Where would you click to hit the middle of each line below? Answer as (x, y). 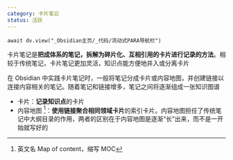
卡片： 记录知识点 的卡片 (51, 101)
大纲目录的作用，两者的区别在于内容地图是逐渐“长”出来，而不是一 (123, 119)
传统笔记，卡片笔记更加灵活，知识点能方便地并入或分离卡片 (104, 63)
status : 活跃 (25, 20)
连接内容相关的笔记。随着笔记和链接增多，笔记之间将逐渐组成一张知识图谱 (113, 86)
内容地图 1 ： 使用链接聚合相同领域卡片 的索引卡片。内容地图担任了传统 (116, 110)
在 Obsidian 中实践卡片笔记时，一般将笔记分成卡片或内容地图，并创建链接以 (116, 78)
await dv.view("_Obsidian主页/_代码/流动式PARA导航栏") (84, 40)
